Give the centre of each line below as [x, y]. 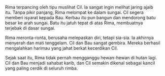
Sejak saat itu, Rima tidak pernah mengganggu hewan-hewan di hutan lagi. [81, 58]
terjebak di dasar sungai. [30, 28]
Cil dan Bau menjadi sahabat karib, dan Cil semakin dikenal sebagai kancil [80, 63]
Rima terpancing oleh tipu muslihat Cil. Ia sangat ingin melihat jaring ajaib [79, 7]
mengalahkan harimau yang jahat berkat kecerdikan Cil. [62, 48]
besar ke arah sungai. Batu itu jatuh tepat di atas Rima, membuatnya [74, 23]
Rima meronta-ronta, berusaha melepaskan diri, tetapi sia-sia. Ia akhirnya [80, 38]
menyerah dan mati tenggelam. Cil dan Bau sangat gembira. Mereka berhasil [83, 43]
